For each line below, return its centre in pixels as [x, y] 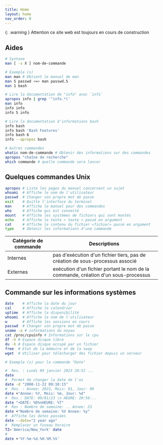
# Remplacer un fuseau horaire [38, 425]
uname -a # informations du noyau [40, 331]
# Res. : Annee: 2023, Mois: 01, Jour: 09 [50, 389]
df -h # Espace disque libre [34, 340]
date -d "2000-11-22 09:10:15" [37, 385]
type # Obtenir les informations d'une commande [58, 229]
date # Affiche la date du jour [41, 304]
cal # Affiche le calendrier [39, 308]
